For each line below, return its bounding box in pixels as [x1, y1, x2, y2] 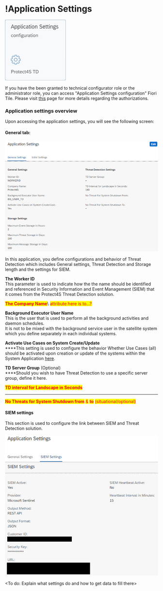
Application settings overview [5, 108, 78, 114]
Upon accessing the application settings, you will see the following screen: [5, 119, 154, 124]
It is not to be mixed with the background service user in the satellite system [5, 326, 158, 331]
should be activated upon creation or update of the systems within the [5, 350, 146, 357]
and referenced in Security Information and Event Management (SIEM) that [5, 286, 155, 292]
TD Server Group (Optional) [5, 365, 61, 371]
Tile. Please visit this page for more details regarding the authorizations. [5, 95, 149, 101]
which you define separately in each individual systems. [5, 331, 117, 337]
